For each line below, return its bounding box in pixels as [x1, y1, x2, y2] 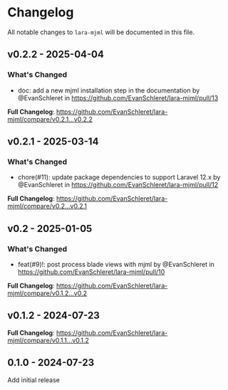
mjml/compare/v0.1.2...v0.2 [7, 289, 88, 297]
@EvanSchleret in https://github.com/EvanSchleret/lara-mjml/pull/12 [17, 181, 219, 189]
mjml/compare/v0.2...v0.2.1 [7, 202, 88, 211]
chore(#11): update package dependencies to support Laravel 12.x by [17, 173, 221, 181]
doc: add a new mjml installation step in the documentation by [17, 86, 200, 95]
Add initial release [7, 375, 61, 384]
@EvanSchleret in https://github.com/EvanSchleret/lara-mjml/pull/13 [17, 93, 219, 102]
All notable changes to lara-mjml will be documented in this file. [7, 28, 195, 36]
